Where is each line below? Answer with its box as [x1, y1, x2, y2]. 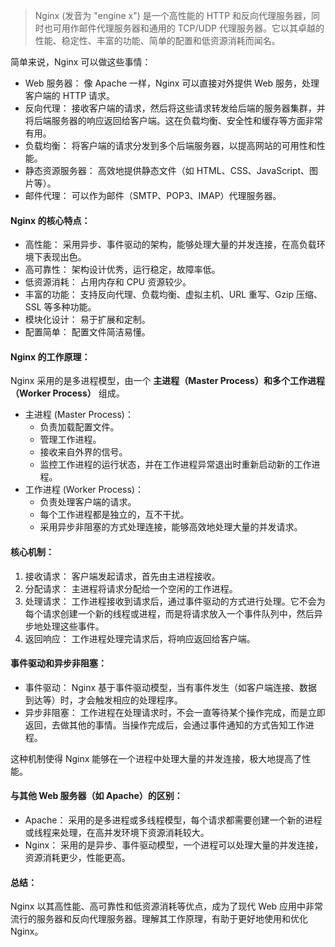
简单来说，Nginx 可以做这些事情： [10, 56, 152, 68]
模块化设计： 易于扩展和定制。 [24, 314, 151, 326]
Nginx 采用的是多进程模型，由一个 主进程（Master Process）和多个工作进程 [10, 375, 325, 387]
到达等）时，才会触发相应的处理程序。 [24, 694, 183, 706]
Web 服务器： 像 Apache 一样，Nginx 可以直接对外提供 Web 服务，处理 [24, 77, 320, 89]
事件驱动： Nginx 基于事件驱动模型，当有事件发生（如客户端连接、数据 [24, 681, 318, 693]
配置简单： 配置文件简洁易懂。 [24, 326, 151, 338]
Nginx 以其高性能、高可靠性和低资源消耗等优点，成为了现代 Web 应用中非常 [10, 900, 324, 913]
